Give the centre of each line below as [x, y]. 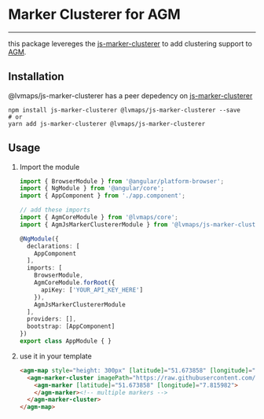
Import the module [49, 167]
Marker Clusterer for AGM [94, 15]
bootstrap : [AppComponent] [71, 327]
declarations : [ [53, 246]
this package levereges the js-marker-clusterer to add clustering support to [130, 43]
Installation [36, 77]
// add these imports [55, 210]
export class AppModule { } [65, 341]
